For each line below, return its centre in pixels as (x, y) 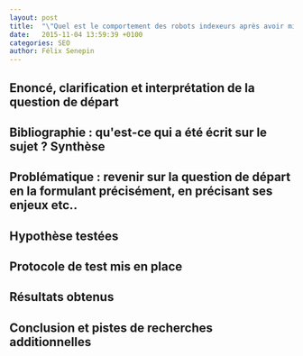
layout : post (34, 18)
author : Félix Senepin (52, 51)
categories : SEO (40, 43)
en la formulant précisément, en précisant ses (141, 192)
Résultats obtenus (62, 297)
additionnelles (50, 342)
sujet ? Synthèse (57, 146)
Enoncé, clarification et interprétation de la (132, 88)
